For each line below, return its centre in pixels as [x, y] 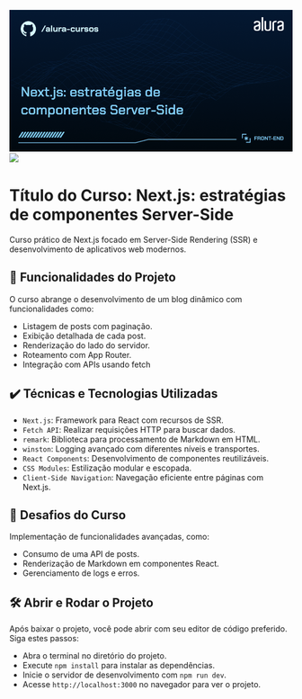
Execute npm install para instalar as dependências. [119, 666]
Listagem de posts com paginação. [87, 326]
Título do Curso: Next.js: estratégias [147, 196]
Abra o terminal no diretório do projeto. [94, 656]
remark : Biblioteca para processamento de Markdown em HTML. [141, 439]
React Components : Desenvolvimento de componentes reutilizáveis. [146, 458]
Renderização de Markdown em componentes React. [121, 564]
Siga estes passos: [44, 639]
